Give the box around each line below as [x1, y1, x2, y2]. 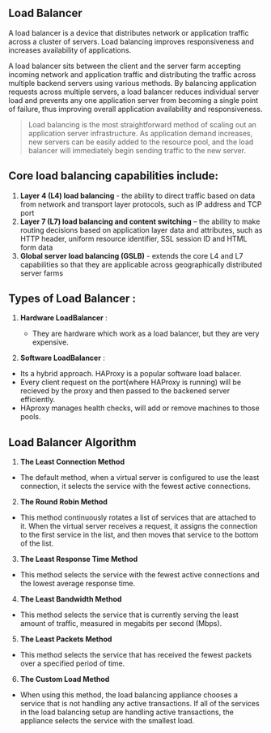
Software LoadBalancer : [19, 353, 105, 363]
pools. [19, 412, 41, 422]
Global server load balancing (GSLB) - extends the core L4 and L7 [19, 251, 244, 260]
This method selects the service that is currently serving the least [19, 610, 239, 619]
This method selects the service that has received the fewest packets [19, 650, 252, 660]
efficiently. [19, 395, 56, 405]
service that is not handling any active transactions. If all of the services [19, 699, 260, 709]
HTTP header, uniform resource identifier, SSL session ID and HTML [19, 234, 248, 243]
